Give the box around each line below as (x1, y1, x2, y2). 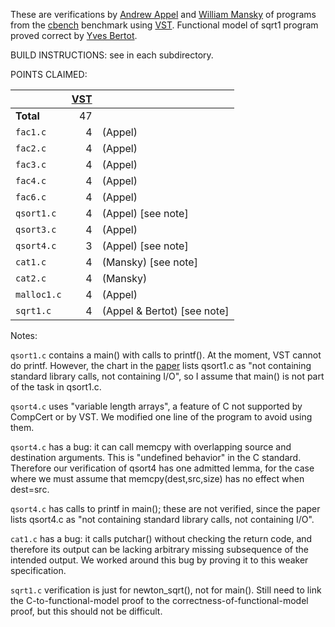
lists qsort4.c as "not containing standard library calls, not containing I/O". (10, 514, 315, 525)
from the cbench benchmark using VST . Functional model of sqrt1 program (10, 19, 319, 31)
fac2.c (15, 143, 47, 154)
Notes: (10, 330, 38, 341)
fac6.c (15, 192, 47, 203)
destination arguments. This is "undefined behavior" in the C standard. (10, 452, 302, 463)
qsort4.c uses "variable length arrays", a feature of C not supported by (10, 400, 303, 412)
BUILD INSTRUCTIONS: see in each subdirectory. (10, 49, 214, 61)
